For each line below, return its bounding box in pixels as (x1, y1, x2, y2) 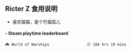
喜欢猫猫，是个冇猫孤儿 (12, 19, 61, 25)
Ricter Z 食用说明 (5, 4, 58, 13)
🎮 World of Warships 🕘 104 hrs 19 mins (5, 42, 127, 47)
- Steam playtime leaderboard (5, 30, 68, 36)
